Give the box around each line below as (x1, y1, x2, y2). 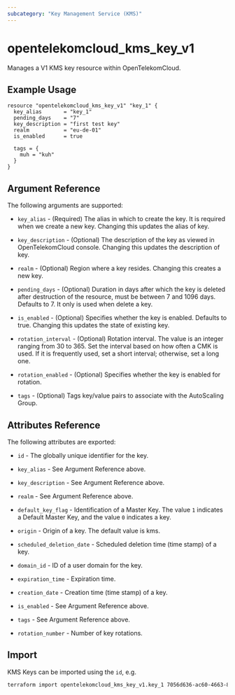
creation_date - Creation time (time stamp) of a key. (17, 589, 168, 596)
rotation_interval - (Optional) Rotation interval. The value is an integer (17, 335, 224, 343)
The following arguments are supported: (7, 201, 124, 210)
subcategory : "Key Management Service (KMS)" (7, 10, 142, 17)
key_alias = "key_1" (13, 108, 92, 115)
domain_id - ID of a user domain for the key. (17, 561, 143, 569)
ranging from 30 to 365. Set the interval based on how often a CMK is (17, 342, 218, 351)
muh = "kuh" (20, 151, 55, 158)
